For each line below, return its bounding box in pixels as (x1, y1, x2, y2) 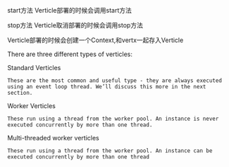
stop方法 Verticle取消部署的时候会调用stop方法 (7, 21, 143, 29)
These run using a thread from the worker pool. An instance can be (7, 147, 213, 154)
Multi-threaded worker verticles (7, 134, 100, 142)
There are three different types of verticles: (7, 50, 132, 58)
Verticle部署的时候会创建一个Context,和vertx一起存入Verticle (7, 36, 184, 44)
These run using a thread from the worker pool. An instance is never (7, 115, 219, 122)
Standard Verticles (7, 64, 61, 72)
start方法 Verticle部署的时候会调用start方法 (7, 6, 132, 14)
